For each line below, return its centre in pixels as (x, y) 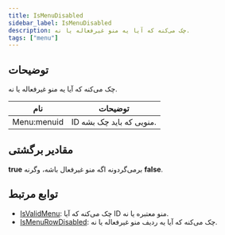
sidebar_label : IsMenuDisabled (60, 23)
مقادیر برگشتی (41, 150)
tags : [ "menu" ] (33, 38)
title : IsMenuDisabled (46, 15)
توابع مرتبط (33, 194)
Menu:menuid (38, 122)
